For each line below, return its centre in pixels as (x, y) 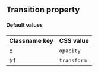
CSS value (74, 40)
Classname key (31, 40)
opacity (70, 51)
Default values (25, 25)
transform (73, 60)
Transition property (43, 10)
